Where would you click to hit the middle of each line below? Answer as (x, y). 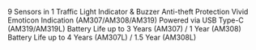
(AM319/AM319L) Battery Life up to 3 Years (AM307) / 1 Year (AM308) (125, 29)
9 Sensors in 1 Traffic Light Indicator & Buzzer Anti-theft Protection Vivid (128, 12)
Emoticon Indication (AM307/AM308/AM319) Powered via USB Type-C (126, 20)
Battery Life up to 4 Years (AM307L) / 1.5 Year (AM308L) (102, 37)
